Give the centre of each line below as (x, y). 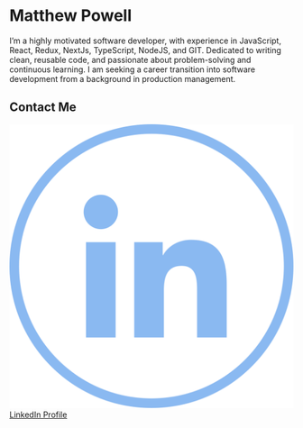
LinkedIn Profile (38, 414)
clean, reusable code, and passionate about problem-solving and (130, 59)
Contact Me (43, 108)
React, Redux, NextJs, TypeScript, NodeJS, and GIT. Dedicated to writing (146, 50)
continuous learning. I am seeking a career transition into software (132, 69)
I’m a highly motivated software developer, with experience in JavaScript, (146, 41)
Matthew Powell (71, 16)
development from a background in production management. (123, 78)
